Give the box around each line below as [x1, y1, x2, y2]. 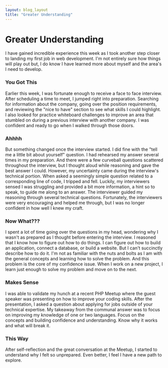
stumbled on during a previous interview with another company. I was [5, 117, 149, 123]
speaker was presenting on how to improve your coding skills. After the [5, 296, 152, 302]
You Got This [5, 79, 38, 86]
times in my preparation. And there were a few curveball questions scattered [5, 157, 163, 163]
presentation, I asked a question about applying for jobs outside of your [5, 301, 153, 307]
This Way [5, 335, 29, 342]
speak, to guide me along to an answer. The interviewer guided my [5, 189, 143, 195]
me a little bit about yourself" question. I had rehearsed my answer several [5, 152, 159, 158]
